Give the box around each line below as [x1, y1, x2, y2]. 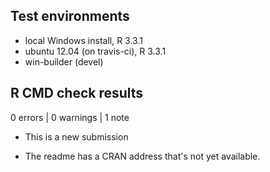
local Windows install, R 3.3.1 [24, 34, 143, 46]
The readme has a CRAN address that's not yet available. [24, 150, 261, 162]
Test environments [10, 8, 130, 25]
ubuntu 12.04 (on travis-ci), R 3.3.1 [24, 45, 167, 57]
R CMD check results [10, 85, 144, 102]
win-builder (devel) [24, 55, 104, 68]
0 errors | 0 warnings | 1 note [10, 111, 130, 123]
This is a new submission [24, 130, 129, 143]
